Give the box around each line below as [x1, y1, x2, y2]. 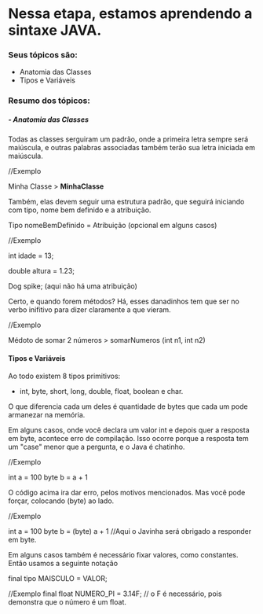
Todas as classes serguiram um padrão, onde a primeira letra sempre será [8, 134, 249, 144]
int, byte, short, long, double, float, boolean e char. [19, 386, 184, 395]
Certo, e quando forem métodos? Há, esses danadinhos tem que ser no [8, 296, 239, 307]
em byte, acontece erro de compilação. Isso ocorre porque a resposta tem [8, 433, 249, 443]
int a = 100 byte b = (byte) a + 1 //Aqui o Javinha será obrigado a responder [8, 526, 252, 535]
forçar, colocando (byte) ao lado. [8, 496, 115, 506]
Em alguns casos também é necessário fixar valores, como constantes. [8, 550, 239, 559]
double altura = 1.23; [8, 267, 75, 276]
